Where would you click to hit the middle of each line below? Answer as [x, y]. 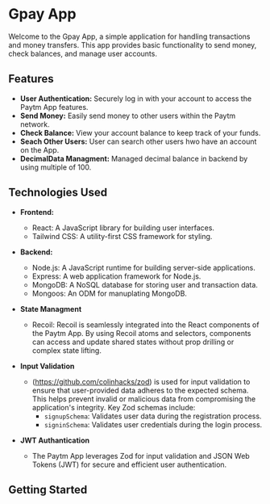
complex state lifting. [67, 350]
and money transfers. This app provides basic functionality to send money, [133, 44]
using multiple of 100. [56, 167]
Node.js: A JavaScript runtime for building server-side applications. [143, 267]
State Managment [51, 309]
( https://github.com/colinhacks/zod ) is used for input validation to [141, 381]
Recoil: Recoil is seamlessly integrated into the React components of [145, 325]
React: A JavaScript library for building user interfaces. [123, 228]
